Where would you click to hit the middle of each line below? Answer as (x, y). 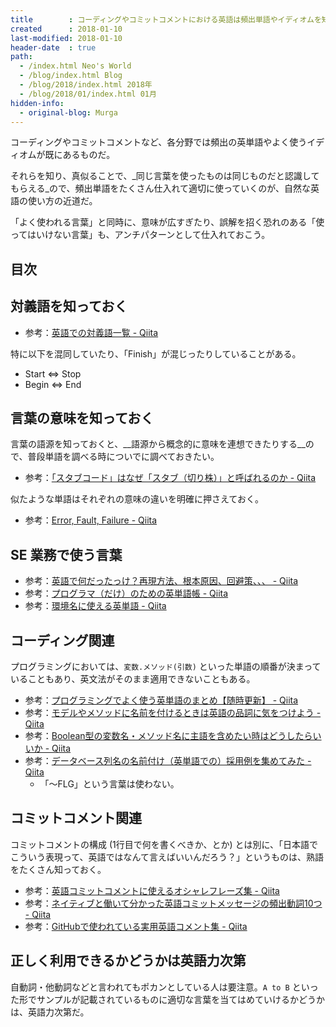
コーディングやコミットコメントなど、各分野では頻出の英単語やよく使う (159, 142)
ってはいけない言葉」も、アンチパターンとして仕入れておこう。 (140, 235)
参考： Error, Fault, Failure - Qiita (91, 520)
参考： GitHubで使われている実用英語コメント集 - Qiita (136, 926)
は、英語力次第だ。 (50, 1012)
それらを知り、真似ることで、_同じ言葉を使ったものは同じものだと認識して (165, 176)
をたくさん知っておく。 (58, 869)
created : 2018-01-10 (66, 29)
